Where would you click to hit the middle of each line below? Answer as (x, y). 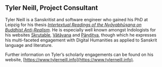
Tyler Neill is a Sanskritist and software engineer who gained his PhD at (77, 19)
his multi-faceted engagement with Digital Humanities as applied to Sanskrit (81, 40)
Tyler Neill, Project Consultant (52, 8)
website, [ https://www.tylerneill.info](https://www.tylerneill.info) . (70, 59)
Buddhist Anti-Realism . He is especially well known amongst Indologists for (81, 30)
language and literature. (29, 45)
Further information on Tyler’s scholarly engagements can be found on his (79, 54)
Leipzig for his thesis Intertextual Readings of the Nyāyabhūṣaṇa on (73, 25)
